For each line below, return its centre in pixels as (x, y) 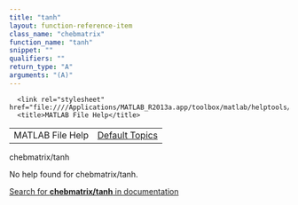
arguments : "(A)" (41, 75)
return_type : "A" (41, 67)
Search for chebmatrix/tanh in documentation (94, 191)
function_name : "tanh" (51, 42)
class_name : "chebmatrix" (57, 34)
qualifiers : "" (37, 59)
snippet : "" (31, 51)
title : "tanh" (35, 17)
